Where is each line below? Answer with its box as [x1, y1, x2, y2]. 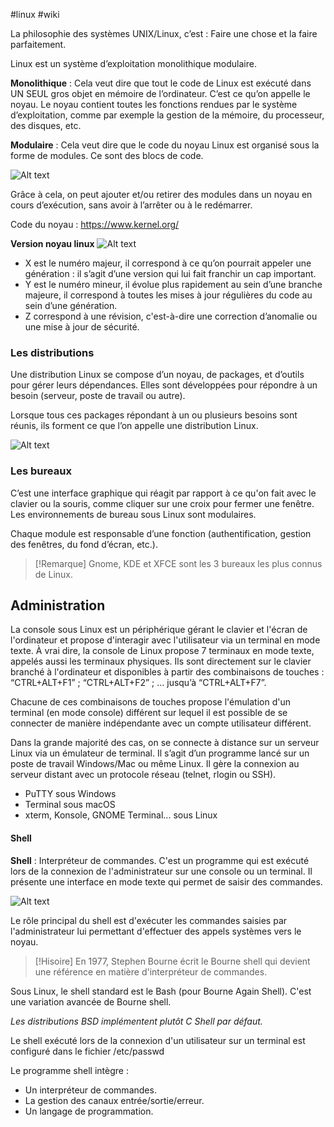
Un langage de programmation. [24, 1105, 154, 1117]
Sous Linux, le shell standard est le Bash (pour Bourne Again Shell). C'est [10, 985, 312, 997]
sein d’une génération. [24, 300, 118, 311]
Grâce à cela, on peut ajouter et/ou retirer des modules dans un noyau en [10, 189, 313, 200]
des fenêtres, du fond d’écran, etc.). [10, 538, 158, 550]
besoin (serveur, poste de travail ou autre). [10, 390, 186, 402]
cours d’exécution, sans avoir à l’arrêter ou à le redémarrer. [10, 199, 253, 211]
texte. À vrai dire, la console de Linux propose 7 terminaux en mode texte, [10, 645, 315, 657]
